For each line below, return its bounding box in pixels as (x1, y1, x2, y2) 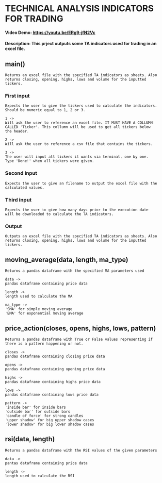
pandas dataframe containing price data (5, 281, 88, 286)
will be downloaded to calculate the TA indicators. (5, 212, 114, 217)
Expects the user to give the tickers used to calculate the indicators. (5, 103, 158, 108)
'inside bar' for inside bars (5, 405, 66, 410)
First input (5, 93, 30, 100)
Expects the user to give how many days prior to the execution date (5, 207, 149, 213)
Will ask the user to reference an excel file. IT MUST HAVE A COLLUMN (5, 120, 153, 125)
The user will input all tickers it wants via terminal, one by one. (5, 154, 149, 159)
